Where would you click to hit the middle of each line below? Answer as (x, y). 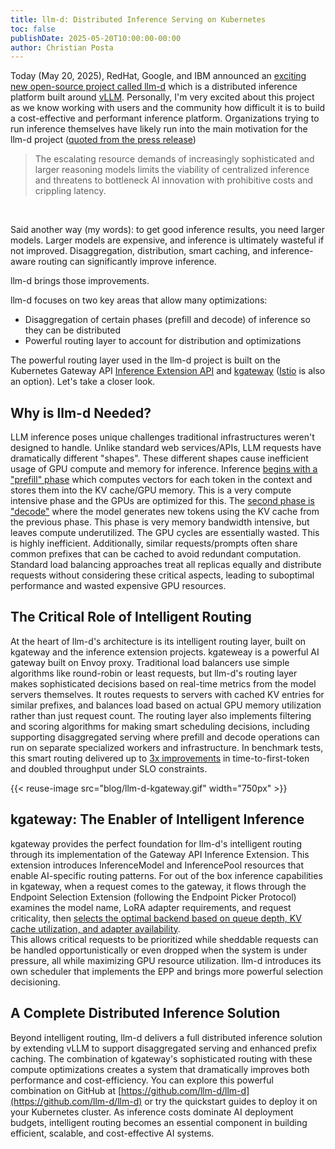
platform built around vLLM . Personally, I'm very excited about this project (162, 97)
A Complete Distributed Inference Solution (145, 1013)
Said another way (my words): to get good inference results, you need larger (168, 230)
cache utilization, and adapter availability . (95, 928)
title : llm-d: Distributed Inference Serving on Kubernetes (138, 19)
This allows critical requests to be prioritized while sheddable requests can (164, 939)
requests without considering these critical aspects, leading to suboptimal (162, 575)
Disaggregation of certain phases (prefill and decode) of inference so (167, 320)
